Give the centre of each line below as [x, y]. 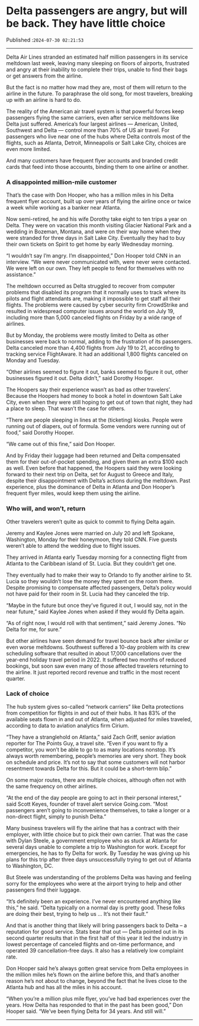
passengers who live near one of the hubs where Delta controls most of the [98, 136]
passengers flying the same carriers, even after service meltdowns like [93, 117]
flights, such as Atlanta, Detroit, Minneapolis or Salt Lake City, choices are [96, 143]
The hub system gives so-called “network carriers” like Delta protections [95, 706]
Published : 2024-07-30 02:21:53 [45, 40]
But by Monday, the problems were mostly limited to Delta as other [87, 335]
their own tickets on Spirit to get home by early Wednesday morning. [90, 245]
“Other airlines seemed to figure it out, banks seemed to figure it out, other [97, 372]
